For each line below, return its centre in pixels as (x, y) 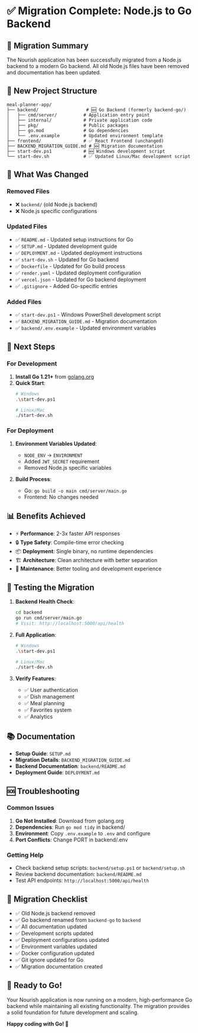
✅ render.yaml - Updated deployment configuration (78, 273)
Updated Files (27, 227)
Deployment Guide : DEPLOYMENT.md (57, 773)
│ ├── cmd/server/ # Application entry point (78, 115)
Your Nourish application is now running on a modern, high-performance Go (100, 1000)
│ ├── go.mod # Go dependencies (68, 130)
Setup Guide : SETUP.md (43, 754)
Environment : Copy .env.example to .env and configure (83, 833)
